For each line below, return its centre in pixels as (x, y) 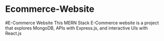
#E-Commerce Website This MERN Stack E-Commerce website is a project (82, 23)
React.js (13, 33)
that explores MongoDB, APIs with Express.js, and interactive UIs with (77, 28)
